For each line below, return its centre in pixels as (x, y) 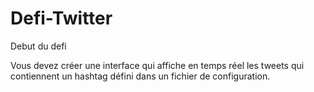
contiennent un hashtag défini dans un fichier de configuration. (140, 76)
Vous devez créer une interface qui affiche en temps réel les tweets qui (157, 65)
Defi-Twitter (61, 18)
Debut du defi (38, 46)
